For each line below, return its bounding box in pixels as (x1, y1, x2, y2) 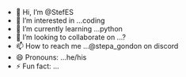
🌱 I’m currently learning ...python (15, 24, 123, 33)
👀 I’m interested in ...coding (15, 16, 105, 25)
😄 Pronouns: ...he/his (15, 53, 87, 62)
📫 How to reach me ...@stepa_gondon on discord (15, 42, 179, 50)
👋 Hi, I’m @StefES (15, 8, 74, 16)
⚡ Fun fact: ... (15, 61, 59, 71)
